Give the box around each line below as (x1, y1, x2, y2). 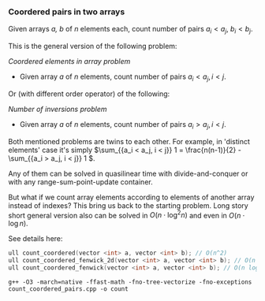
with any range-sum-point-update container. (8, 177, 153, 187)
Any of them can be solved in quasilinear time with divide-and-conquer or (8, 169, 248, 178)
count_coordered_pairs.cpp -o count (8, 284, 129, 293)
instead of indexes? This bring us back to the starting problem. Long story (8, 200, 248, 210)
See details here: (8, 234, 63, 243)
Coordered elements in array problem (8, 57, 131, 66)
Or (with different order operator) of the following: (8, 89, 170, 98)
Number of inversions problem (8, 104, 108, 113)
